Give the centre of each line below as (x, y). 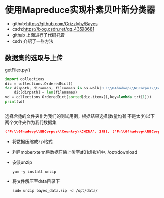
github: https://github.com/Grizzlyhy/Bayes (55, 24)
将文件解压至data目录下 (36, 181)
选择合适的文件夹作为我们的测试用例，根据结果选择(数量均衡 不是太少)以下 (80, 116)
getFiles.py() (18, 70)
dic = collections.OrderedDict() (39, 84)
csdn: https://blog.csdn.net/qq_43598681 (53, 29)
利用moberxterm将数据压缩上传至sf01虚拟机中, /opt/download (75, 152)
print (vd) (15, 102)
